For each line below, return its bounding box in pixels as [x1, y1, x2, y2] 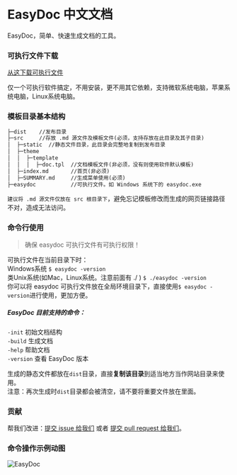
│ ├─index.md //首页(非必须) [7, 167, 110, 174]
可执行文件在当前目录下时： [7, 255, 88, 264]
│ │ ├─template [7, 155, 59, 162]
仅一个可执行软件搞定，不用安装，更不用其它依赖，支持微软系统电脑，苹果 [7, 83, 224, 92]
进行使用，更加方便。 [29, 291, 92, 299]
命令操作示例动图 [7, 443, 66, 453]
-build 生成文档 [7, 336, 53, 345]
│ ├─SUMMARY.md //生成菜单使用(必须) [7, 174, 126, 181]
